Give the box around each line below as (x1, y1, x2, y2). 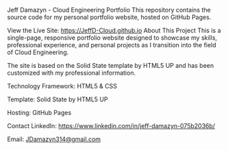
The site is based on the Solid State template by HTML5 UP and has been (7, 62, 214, 69)
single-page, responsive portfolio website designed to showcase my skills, (7, 34, 218, 42)
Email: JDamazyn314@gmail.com (7, 135, 101, 143)
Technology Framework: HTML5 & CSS (7, 82, 118, 90)
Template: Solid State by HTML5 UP (7, 95, 108, 103)
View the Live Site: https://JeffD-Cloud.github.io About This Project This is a (7, 27, 221, 34)
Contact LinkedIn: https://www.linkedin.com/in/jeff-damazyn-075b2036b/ (7, 122, 216, 129)
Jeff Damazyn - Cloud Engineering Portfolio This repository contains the (7, 6, 211, 14)
